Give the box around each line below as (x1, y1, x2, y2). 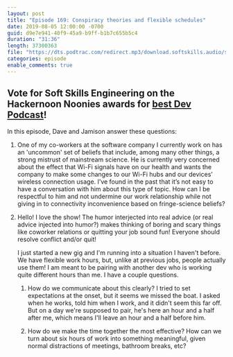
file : (7, 49, 23, 56)
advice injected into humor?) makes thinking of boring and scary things (17, 220, 221, 229)
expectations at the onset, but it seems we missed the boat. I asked (27, 292, 221, 300)
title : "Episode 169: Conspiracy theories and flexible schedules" (7, 17, 207, 24)
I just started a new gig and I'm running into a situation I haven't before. (17, 249, 221, 257)
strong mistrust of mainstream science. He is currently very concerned (17, 155, 220, 164)
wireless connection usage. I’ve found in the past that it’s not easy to (17, 177, 214, 186)
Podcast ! (7, 109, 47, 121)
